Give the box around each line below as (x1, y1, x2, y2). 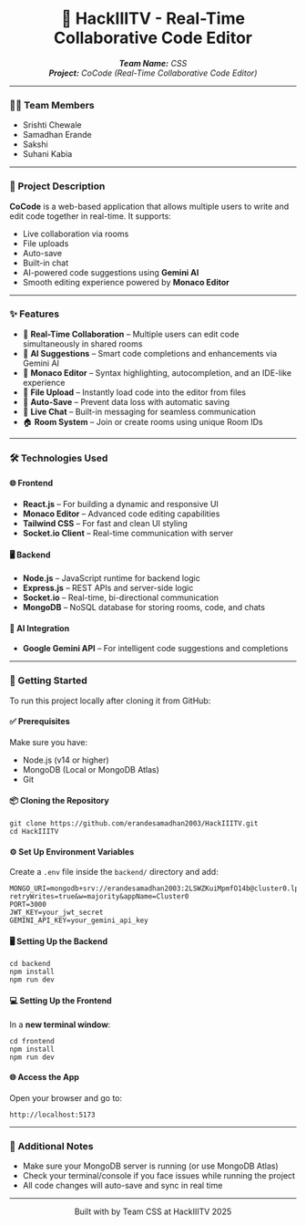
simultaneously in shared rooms (22, 338, 143, 349)
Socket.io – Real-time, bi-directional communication (22, 592, 219, 603)
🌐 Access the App (9, 1072, 80, 1083)
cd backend (9, 960, 51, 969)
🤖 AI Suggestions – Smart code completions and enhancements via (22, 348, 278, 358)
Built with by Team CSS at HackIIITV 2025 (74, 1206, 232, 1217)
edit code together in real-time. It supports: (9, 210, 171, 222)
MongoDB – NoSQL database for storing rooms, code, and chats (22, 602, 266, 613)
